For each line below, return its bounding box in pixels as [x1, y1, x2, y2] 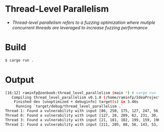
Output [5, 74, 34, 85]
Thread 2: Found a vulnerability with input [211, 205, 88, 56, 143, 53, [5, 122, 159, 127]
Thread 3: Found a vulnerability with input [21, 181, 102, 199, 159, [5, 117, 152, 122]
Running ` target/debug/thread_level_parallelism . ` [16, 104, 123, 109]
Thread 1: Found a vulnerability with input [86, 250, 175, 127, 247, [5, 109, 152, 113]
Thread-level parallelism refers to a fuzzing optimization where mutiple [12, 19, 155, 25]
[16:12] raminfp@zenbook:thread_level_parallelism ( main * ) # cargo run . [5, 90, 161, 95]
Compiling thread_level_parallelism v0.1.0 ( [11, 95, 106, 100]
